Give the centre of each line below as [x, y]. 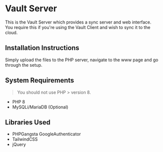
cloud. [12, 32]
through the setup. [24, 65]
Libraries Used [28, 122]
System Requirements [40, 81]
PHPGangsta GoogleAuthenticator [47, 134]
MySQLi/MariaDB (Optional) [40, 107]
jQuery [19, 145]
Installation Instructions [42, 48]
